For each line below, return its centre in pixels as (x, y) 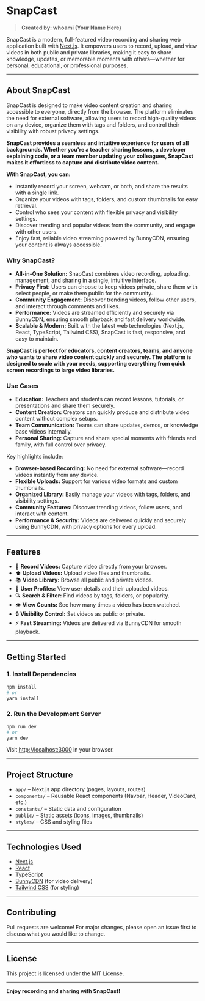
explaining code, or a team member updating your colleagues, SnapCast (100, 156)
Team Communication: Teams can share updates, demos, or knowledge (106, 425)
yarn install (23, 698)
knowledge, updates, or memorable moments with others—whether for (95, 59)
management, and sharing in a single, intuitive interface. (86, 280)
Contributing (31, 913)
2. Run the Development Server (54, 714)
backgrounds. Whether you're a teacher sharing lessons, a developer (96, 149)
